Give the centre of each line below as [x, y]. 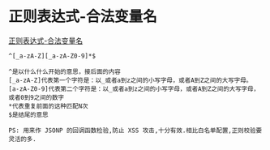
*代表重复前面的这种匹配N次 [49, 106]
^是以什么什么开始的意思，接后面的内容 [65, 71]
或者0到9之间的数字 [36, 97]
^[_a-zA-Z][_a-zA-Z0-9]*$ [52, 56]
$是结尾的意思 [28, 114]
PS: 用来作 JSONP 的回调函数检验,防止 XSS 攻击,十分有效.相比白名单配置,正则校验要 [135, 131]
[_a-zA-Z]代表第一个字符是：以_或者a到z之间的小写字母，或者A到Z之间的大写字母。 [131, 80]
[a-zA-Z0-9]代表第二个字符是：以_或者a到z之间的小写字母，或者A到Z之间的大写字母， [134, 89]
